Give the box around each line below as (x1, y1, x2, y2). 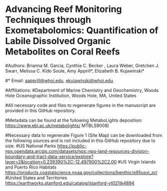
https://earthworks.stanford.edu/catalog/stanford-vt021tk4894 (5, 180, 135, 186)
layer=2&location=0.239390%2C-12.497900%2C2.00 (5, 158, 117, 164)
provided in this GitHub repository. (5, 107, 76, 113)
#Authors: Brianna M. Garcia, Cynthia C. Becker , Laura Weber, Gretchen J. (5, 62, 159, 68)
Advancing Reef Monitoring (5, 3, 122, 15)
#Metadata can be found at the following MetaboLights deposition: (5, 117, 142, 123)
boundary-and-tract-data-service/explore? (5, 153, 93, 159)
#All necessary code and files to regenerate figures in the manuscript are (5, 102, 156, 108)
